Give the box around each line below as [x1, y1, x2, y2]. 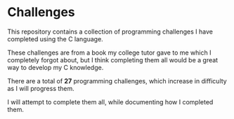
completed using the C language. [7, 34, 103, 43]
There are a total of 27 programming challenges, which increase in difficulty [7, 76, 227, 85]
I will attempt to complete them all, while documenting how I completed [7, 97, 214, 106]
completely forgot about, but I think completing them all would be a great [7, 55, 219, 64]
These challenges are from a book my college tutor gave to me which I [7, 48, 212, 57]
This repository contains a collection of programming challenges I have [7, 27, 213, 36]
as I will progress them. [7, 84, 75, 92]
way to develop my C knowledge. [7, 63, 104, 71]
